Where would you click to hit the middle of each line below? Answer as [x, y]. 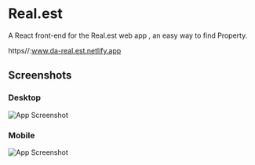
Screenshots [40, 75]
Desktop [25, 97]
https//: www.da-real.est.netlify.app [65, 50]
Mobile [22, 135]
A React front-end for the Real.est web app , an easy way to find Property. [128, 35]
